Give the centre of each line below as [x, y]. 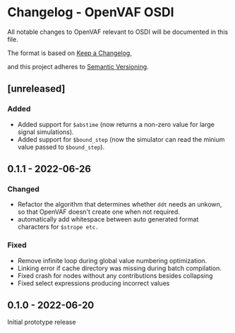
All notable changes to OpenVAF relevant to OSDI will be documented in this [118, 32]
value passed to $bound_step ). [61, 147]
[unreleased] [36, 89]
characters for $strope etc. [58, 227]
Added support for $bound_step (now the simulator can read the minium [121, 139]
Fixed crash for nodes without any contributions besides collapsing [115, 275]
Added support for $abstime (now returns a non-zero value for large [116, 124]
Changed [24, 189]
